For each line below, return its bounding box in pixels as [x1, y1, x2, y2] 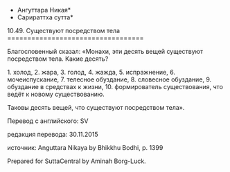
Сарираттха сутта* [17, 13, 74, 21]
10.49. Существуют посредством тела [7, 27, 120, 35]
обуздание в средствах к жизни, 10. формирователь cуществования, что [7, 83, 224, 90]
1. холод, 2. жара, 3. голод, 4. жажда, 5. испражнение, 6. [7, 68, 175, 76]
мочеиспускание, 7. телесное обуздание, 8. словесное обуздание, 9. [7, 75, 212, 84]
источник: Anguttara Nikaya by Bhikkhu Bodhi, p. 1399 [7, 144, 163, 151]
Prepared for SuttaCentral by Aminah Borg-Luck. [7, 157, 147, 165]
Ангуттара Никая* [17, 6, 71, 14]
